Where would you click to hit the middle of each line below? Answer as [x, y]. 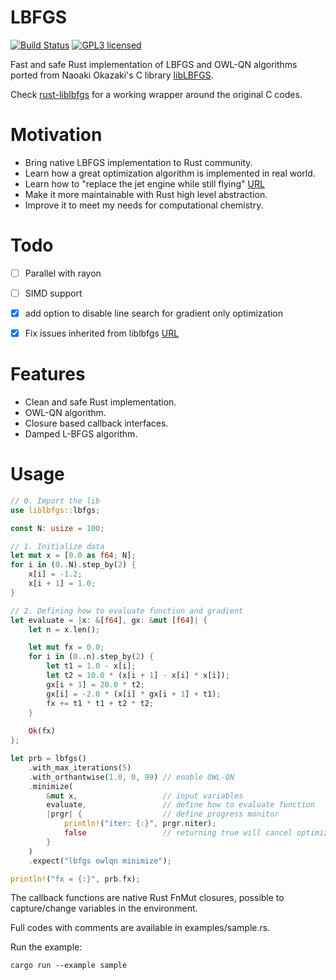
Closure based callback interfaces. [96, 423]
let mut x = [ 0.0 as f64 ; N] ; [73, 556]
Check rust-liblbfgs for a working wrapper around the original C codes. [156, 94]
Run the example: [46, 947]
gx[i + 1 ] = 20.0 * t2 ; [95, 684]
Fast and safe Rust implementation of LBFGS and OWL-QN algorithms [154, 64]
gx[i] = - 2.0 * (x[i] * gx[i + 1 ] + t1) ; [134, 694]
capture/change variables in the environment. [104, 908]
